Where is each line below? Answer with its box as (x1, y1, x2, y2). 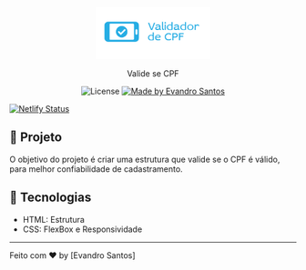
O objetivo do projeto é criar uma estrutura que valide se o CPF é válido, (9, 154, 280, 165)
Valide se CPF (127, 67, 179, 79)
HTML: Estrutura (22, 214, 85, 225)
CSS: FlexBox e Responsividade (22, 224, 143, 235)
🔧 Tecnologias (9, 190, 92, 205)
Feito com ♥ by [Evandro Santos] (9, 249, 136, 261)
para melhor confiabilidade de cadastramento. (9, 163, 184, 175)
